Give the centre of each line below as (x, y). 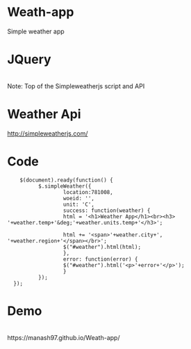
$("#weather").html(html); (102, 247)
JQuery (29, 59)
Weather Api (44, 114)
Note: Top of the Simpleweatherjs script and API (76, 86)
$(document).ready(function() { (66, 180)
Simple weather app (36, 31)
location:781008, (88, 192)
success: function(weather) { (107, 210)
